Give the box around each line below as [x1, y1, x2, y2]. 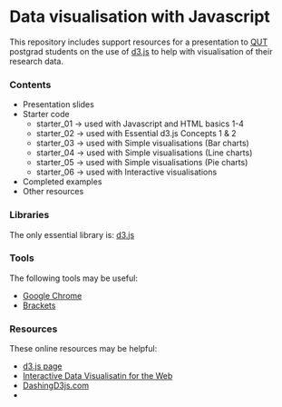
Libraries [9, 209, 50, 222]
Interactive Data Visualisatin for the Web [22, 371, 173, 382]
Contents [9, 78, 52, 91]
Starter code [22, 109, 70, 120]
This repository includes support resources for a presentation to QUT [9, 36, 268, 47]
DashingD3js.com [22, 380, 89, 392]
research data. [9, 55, 63, 66]
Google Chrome [22, 290, 83, 301]
